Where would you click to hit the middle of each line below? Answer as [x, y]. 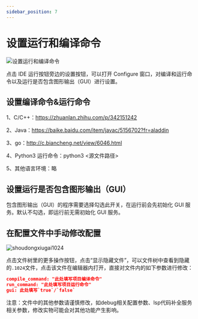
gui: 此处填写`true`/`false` [41, 290]
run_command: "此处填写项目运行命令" [49, 285]
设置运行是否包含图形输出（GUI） [68, 189]
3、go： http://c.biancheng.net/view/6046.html [64, 143]
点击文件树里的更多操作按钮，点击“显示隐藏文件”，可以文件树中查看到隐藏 [98, 260]
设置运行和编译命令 [54, 43]
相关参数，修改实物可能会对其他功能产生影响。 [64, 310]
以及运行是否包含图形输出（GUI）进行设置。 [66, 81]
